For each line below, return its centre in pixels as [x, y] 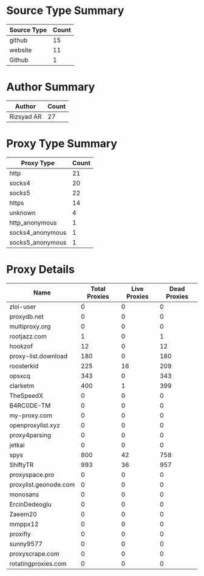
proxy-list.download [39, 356]
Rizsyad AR [25, 116]
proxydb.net [27, 316]
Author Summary [51, 87]
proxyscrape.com [34, 553]
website [21, 50]
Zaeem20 [23, 514]
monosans [24, 494]
